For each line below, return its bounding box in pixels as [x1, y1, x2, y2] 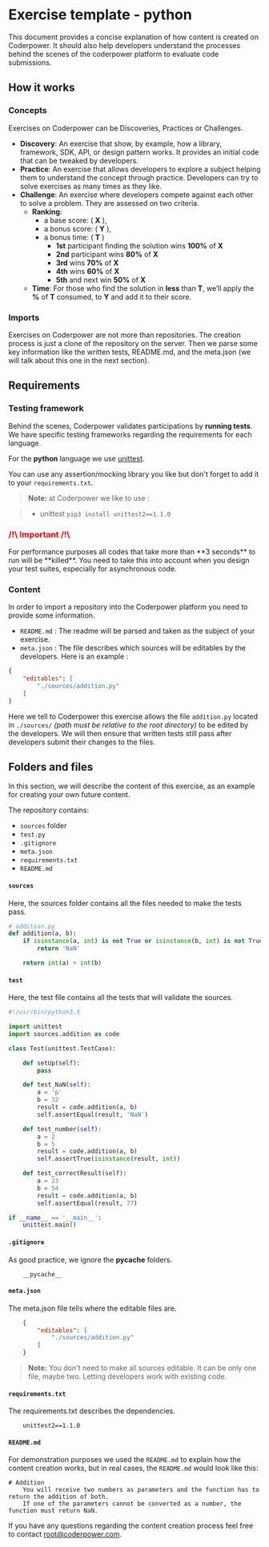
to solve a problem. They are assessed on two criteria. [19, 198, 199, 207]
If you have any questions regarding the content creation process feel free [8, 1521, 254, 1531]
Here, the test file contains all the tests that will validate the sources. [8, 993, 234, 1002]
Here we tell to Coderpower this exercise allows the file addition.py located [8, 711, 259, 721]
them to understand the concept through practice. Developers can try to [19, 172, 259, 182]
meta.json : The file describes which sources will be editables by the [19, 643, 246, 653]
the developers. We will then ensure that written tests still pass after [8, 728, 232, 738]
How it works [8, 81, 75, 95]
